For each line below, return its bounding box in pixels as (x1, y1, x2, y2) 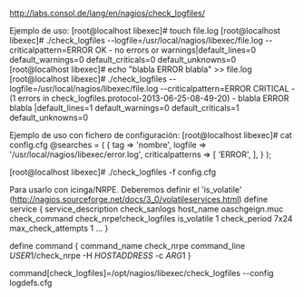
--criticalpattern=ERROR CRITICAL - (160, 84, 296, 94)
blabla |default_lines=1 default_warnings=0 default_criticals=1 (9, 103, 240, 113)
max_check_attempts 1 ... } (9, 223, 109, 233)
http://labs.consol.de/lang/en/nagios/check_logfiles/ (9, 8, 206, 18)
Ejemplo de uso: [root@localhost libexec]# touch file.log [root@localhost (9, 25, 281, 35)
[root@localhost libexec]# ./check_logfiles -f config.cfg (9, 167, 216, 177)
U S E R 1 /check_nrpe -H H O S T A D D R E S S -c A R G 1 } (9, 250, 192, 261)
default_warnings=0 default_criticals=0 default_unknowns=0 (9, 54, 237, 64)
